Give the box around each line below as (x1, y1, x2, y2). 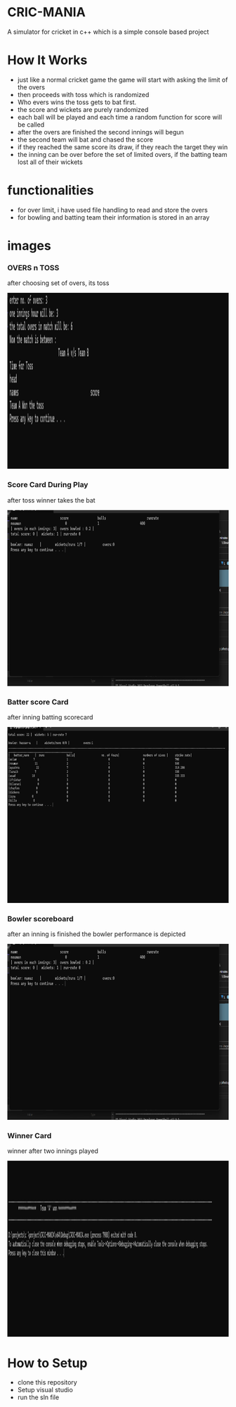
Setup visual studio (17, 1386, 74, 1394)
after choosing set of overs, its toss (7, 279, 110, 287)
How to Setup (7, 1355, 88, 1371)
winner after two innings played (7, 1147, 98, 1155)
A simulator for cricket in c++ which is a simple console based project (7, 27, 209, 36)
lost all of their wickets (17, 158, 83, 166)
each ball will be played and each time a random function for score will (17, 113, 223, 121)
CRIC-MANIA (7, 4, 86, 20)
